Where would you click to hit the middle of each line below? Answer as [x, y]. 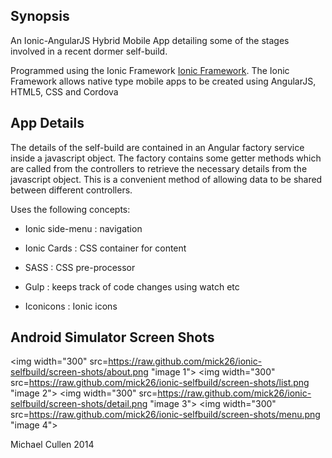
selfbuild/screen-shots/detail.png [79, 404]
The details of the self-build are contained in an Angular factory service [157, 147]
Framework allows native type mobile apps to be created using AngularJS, [163, 81]
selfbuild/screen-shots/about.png [79, 372]
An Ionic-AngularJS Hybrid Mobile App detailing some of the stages [150, 40]
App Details [47, 123]
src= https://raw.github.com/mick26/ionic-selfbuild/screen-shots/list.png [160, 383]
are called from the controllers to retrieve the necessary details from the [159, 168]
